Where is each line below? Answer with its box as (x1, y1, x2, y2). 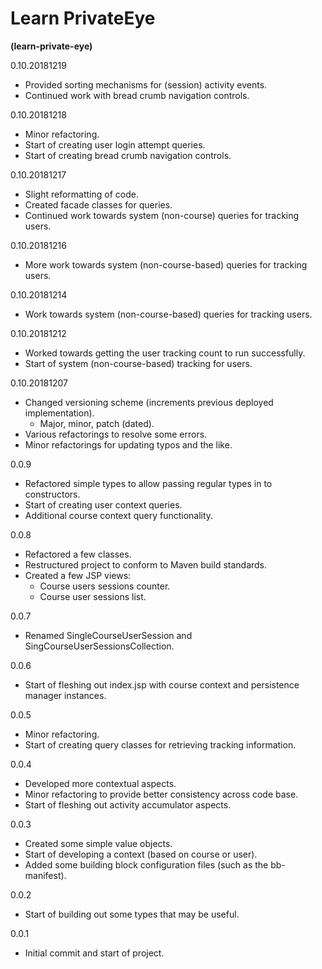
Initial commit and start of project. (24, 947, 165, 959)
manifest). (24, 869, 67, 881)
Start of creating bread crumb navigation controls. (24, 149, 232, 161)
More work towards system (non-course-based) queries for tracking (24, 258, 308, 271)
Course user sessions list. (39, 590, 147, 602)
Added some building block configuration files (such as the (24, 858, 269, 871)
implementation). (24, 407, 95, 419)
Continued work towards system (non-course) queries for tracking (24, 209, 300, 221)
